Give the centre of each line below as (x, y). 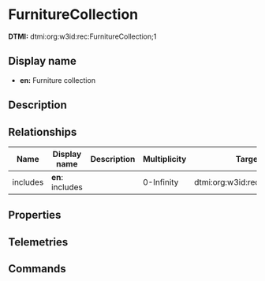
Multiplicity (165, 159)
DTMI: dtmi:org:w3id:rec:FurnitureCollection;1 (82, 36)
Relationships (43, 132)
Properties (35, 215)
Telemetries (38, 242)
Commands (37, 269)
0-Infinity (161, 182)
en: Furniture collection (58, 80)
